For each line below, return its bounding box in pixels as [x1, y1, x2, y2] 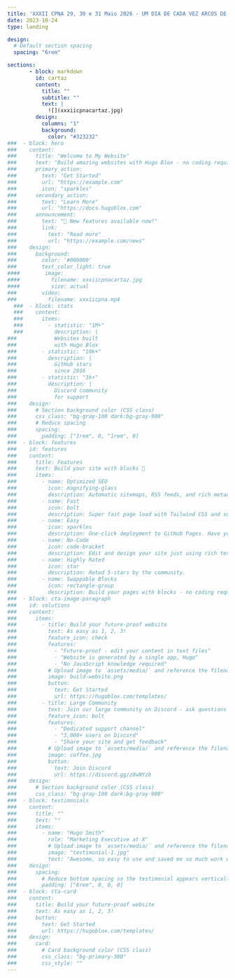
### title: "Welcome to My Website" [7, 153, 130, 160]
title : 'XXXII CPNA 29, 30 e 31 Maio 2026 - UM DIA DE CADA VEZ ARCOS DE [7, 10, 227, 18]
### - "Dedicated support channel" [7, 725, 145, 732]
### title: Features [7, 459, 83, 466]
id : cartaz [35, 74, 68, 81]
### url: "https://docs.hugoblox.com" [7, 204, 142, 212]
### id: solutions [7, 601, 71, 609]
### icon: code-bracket [7, 543, 105, 550]
